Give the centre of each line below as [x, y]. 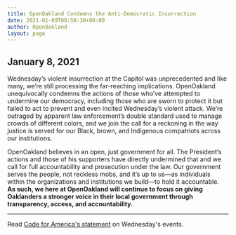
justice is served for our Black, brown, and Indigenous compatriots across [114, 131]
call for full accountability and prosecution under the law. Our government [114, 167]
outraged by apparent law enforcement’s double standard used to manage [115, 116]
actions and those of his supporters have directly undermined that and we [114, 159]
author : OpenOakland [38, 27]
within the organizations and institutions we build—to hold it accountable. [113, 182]
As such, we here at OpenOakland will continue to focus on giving [105, 189]
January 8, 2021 [43, 61]
